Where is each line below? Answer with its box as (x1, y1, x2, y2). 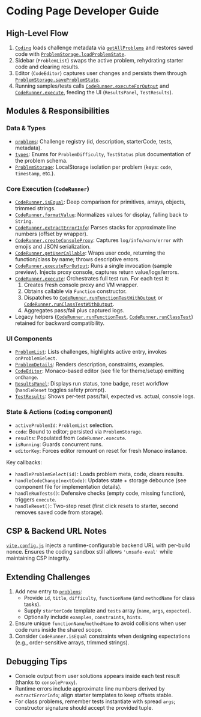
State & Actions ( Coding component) (6, 408, 113, 416)
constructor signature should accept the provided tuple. (14, 704, 154, 712)
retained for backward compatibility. (14, 319, 105, 327)
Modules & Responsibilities (6, 106, 110, 116)
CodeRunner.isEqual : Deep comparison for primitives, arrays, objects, (14, 198, 186, 205)
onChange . (14, 374, 39, 381)
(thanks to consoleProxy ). (14, 679, 77, 686)
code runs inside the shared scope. (14, 626, 103, 634)
